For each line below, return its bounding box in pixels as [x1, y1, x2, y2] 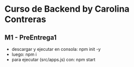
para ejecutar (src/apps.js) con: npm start [11, 57, 96, 62]
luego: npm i [11, 51, 37, 57]
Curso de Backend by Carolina [4, 3, 130, 15]
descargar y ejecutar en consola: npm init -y [11, 46, 101, 52]
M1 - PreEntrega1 [4, 33, 57, 42]
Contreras [4, 14, 46, 25]
